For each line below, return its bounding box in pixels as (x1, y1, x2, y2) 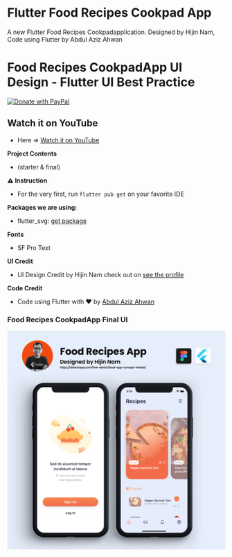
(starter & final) (17, 163, 61, 171)
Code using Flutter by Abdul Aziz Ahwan (7, 35, 123, 43)
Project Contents (7, 149, 57, 158)
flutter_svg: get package (17, 217, 87, 225)
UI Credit (7, 257, 33, 265)
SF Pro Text (17, 243, 51, 251)
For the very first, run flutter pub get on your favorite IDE (17, 190, 185, 198)
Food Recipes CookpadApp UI (7, 60, 183, 76)
